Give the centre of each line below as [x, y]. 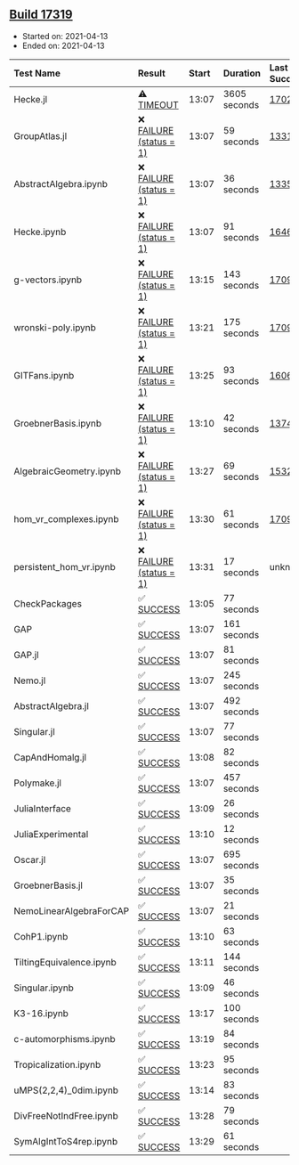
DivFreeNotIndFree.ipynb [66, 1115]
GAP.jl [26, 655]
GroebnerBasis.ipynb [58, 423]
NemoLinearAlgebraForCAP [72, 910]
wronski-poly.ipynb [55, 327]
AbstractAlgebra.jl [51, 705]
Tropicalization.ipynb [57, 1064]
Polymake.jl [38, 783]
